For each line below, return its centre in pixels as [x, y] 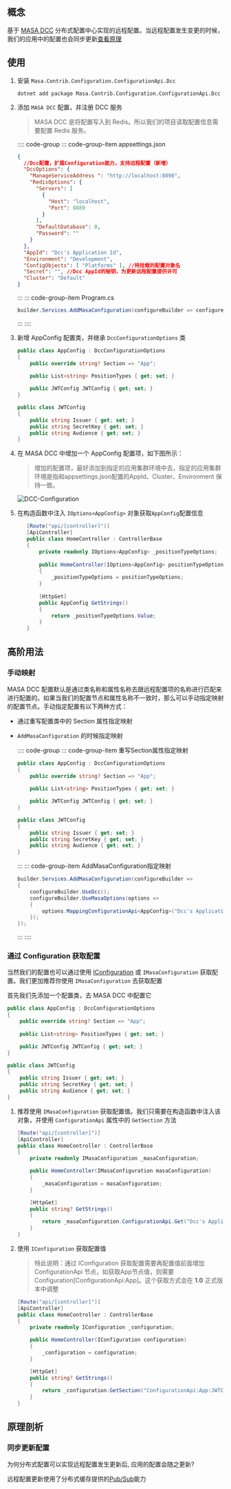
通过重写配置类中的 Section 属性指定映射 [75, 721]
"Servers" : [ [54, 188]
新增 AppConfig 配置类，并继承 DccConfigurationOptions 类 [101, 337]
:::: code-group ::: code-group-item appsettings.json [91, 144]
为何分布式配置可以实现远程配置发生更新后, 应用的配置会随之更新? [101, 1464]
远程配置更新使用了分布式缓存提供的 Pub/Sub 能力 [77, 1479]
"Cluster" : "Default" [55, 278]
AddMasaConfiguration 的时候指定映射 [70, 735]
